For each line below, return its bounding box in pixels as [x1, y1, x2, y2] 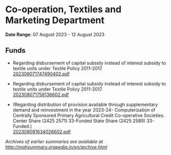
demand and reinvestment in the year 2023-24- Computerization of [12, 106, 156, 113]
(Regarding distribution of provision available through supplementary [12, 101, 158, 107]
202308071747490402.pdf [12, 71, 70, 77]
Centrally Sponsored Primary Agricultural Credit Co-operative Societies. [12, 112, 165, 118]
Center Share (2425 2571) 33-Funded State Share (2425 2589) [12, 118, 146, 124]
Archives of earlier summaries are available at [5, 138, 103, 144]
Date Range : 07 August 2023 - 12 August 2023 [5, 31, 105, 37]
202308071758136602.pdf [12, 91, 69, 98]
